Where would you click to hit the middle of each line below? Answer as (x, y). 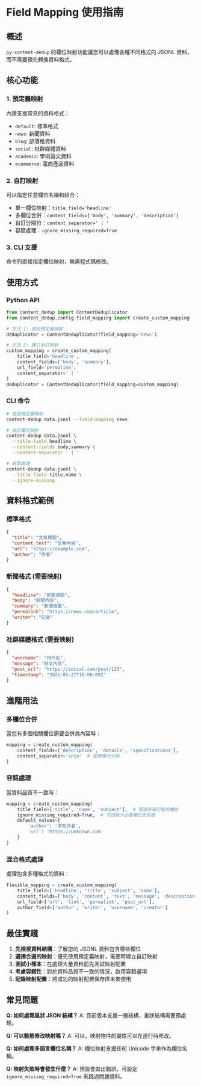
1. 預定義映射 (25, 99)
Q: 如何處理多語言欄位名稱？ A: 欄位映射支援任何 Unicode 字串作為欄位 (94, 1048)
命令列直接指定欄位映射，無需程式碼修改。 (59, 262)
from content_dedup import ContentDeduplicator (67, 312)
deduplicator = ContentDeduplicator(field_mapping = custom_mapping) (93, 384)
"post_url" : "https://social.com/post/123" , (68, 669)
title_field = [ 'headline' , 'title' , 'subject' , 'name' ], (89, 890)
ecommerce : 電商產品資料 (45, 164)
